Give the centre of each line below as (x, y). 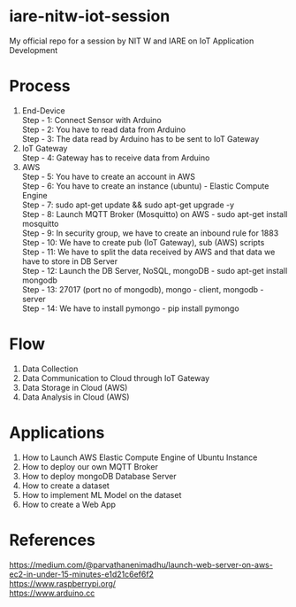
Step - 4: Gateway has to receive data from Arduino (116, 158)
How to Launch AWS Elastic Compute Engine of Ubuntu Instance (140, 457)
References (52, 540)
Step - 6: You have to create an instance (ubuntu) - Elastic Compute (145, 186)
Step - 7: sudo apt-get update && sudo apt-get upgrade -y (128, 205)
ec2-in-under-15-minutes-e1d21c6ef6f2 (82, 574)
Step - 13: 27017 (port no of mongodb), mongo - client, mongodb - (143, 289)
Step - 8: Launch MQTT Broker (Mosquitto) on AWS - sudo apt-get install (155, 214)
